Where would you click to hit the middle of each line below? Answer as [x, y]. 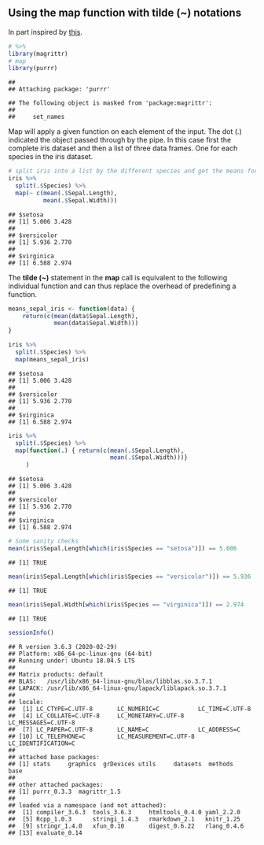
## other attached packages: [56, 784]
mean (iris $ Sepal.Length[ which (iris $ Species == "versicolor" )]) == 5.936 [130, 576]
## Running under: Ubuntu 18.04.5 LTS [71, 661]
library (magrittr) [38, 54]
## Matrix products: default [56, 674]
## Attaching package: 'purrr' [59, 90]
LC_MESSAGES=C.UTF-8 [42, 723]
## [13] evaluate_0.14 [45, 833]
